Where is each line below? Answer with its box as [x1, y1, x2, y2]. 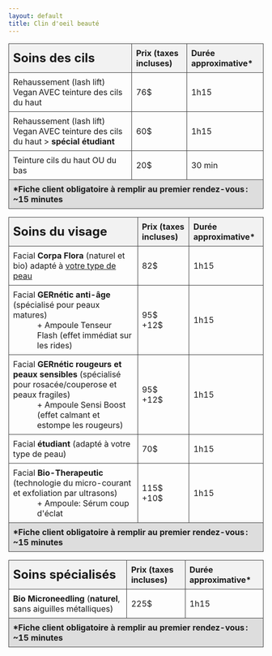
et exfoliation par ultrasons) [13, 487, 118, 498]
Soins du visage [13, 224, 108, 240]
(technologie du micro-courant [13, 477, 132, 488]
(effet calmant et [36, 409, 100, 421]
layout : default [8, 11, 63, 20]
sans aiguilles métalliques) [13, 602, 113, 614]
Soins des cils [13, 50, 96, 66]
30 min [191, 159, 219, 170]
